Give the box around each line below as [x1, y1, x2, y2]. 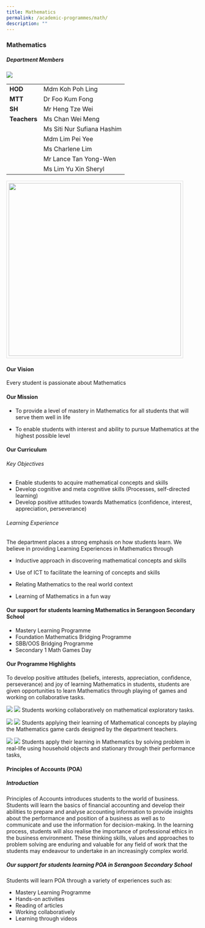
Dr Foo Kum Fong [43, 95, 94, 103]
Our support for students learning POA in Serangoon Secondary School [6, 861, 193, 868]
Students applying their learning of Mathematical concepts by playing [21, 719, 197, 726]
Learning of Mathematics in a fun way [15, 592, 111, 600]
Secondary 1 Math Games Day [15, 646, 92, 653]
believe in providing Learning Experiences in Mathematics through [6, 545, 173, 552]
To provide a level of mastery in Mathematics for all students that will [15, 407, 189, 414]
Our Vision [6, 365, 34, 372]
